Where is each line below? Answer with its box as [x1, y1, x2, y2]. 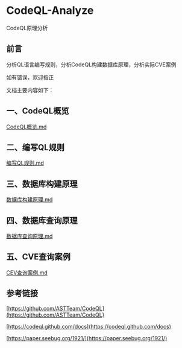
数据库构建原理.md [6, 196, 53, 203]
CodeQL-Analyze [6, 4, 94, 17]
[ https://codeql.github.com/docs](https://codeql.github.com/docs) [6, 323, 172, 330]
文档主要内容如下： [6, 86, 54, 93]
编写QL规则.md [6, 159, 44, 166]
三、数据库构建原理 [6, 179, 78, 189]
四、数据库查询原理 [6, 215, 78, 226]
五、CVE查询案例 [6, 252, 71, 262]
